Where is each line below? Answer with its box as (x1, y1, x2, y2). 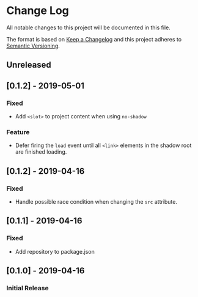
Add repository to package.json (15, 248, 95, 255)
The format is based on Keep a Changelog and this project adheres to (6, 35, 182, 43)
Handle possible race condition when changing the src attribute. (15, 198, 178, 205)
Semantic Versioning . (6, 42, 60, 49)
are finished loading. (15, 148, 67, 156)
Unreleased (6, 60, 52, 70)
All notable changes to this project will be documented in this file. (6, 24, 171, 31)
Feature (6, 127, 30, 136)
